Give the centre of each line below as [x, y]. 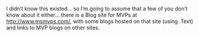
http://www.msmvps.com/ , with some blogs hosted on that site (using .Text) [100, 21]
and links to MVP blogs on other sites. [53, 27]
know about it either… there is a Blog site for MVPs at [72, 15]
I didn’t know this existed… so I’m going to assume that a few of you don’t [97, 9]
